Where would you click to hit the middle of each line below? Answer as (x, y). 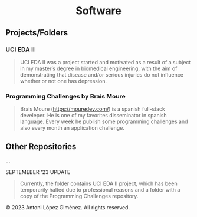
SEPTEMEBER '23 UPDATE (38, 172)
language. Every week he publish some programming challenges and (104, 121)
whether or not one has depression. (63, 81)
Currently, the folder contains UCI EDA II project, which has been (98, 183)
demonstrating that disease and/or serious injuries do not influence (102, 74)
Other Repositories (41, 147)
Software (98, 11)
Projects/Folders (37, 33)
